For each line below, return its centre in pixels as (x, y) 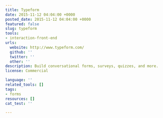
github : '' (21, 52)
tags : (11, 89)
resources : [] (20, 99)
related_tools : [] (24, 85)
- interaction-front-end (31, 38)
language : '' (19, 80)
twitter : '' (22, 57)
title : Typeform (22, 10)
